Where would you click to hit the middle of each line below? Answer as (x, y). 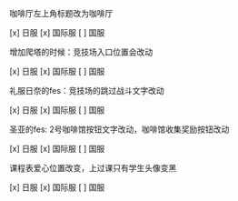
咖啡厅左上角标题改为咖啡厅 (61, 13)
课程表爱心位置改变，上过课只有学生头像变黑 (93, 168)
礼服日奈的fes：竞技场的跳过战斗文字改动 (87, 90)
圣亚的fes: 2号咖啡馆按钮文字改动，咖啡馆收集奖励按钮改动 (119, 129)
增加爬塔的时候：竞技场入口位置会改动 (81, 52)
